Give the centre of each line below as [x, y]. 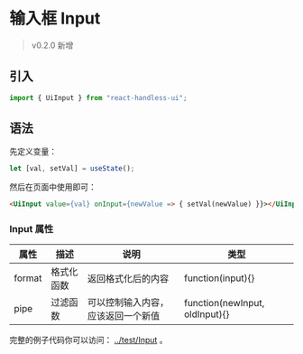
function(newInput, [224, 303]
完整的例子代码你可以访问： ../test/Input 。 [89, 340]
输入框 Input [55, 19]
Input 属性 [32, 229]
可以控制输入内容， [128, 303]
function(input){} [219, 278]
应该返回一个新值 [124, 316]
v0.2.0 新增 [52, 45]
